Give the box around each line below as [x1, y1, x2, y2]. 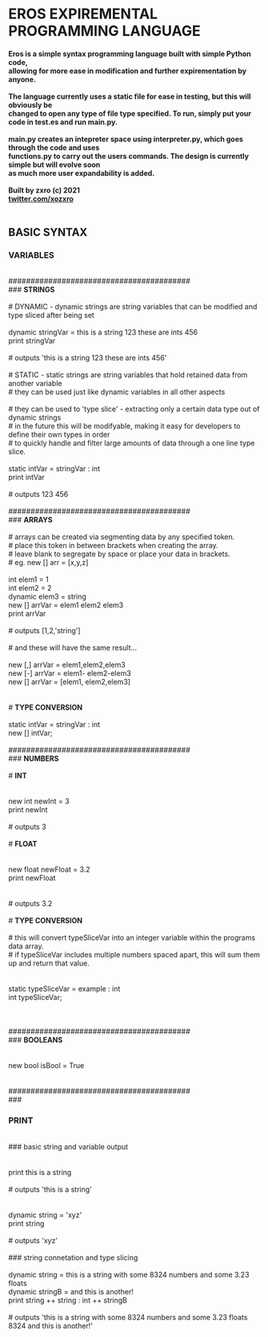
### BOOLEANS [8, 1035, 63, 1045]
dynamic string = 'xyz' [8, 1209, 82, 1220]
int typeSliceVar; [8, 993, 62, 1002]
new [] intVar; [8, 728, 54, 738]
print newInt [8, 805, 48, 815]
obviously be [8, 100, 53, 109]
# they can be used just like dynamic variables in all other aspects [8, 387, 226, 397]
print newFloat [8, 873, 56, 883]
